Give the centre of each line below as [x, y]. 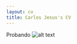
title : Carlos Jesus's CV [38, 17]
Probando [19, 34]
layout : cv [20, 12]
